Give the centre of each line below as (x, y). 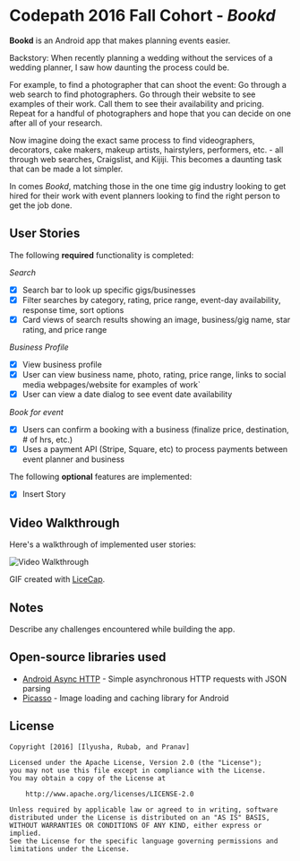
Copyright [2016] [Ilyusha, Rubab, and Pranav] (100, 747)
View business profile (62, 364)
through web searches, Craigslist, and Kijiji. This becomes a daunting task (146, 159)
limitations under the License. (69, 848)
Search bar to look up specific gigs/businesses (109, 290)
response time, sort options (73, 309)
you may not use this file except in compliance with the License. (138, 770)
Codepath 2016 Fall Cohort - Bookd (142, 16)
